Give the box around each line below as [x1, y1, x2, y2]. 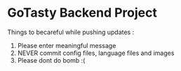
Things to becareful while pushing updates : [7, 28, 135, 36]
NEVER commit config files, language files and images [17, 49, 175, 57]
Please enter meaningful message [17, 41, 116, 49]
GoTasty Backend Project [7, 5, 158, 21]
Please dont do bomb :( [17, 56, 86, 64]
